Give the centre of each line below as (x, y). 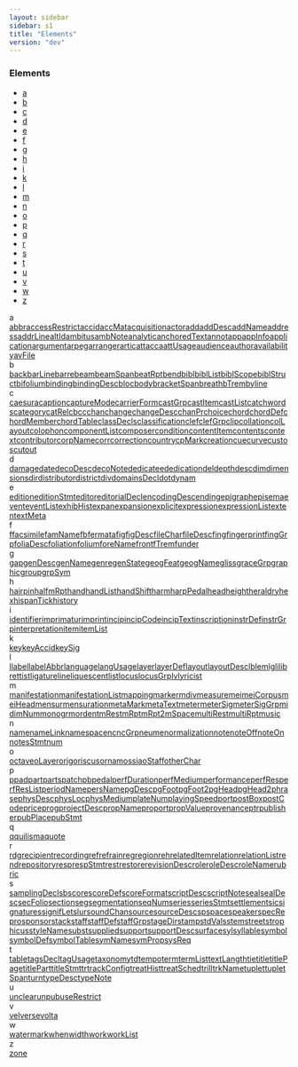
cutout (25, 449)
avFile (24, 355)
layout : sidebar (39, 17)
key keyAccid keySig (45, 647)
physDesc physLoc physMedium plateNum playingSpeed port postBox (140, 798)
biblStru (271, 374)
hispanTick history (45, 600)
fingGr (276, 534)
